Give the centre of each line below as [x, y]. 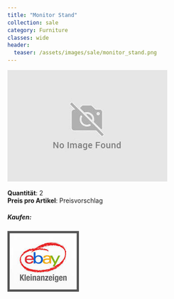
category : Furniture [38, 30]
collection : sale [33, 22]
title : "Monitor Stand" [43, 15]
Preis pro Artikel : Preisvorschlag [55, 201]
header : [19, 45]
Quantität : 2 [26, 193]
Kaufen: [20, 217]
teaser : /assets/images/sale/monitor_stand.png [86, 53]
